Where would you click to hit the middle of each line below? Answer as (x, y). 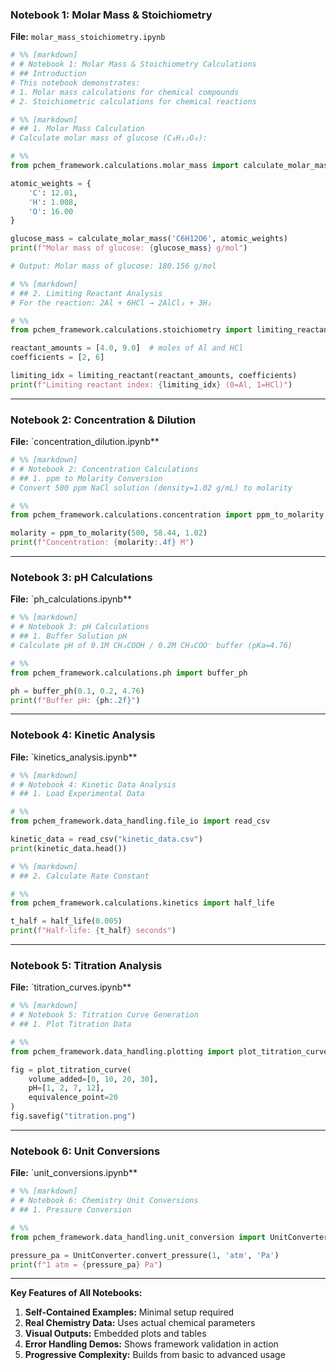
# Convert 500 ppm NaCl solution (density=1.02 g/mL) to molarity (151, 488)
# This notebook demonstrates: (75, 83)
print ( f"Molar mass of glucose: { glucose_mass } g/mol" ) (129, 248)
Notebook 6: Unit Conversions (85, 1151)
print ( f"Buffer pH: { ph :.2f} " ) (75, 700)
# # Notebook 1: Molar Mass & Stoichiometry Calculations (133, 64)
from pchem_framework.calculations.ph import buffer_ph (129, 673)
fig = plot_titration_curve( (71, 1069)
